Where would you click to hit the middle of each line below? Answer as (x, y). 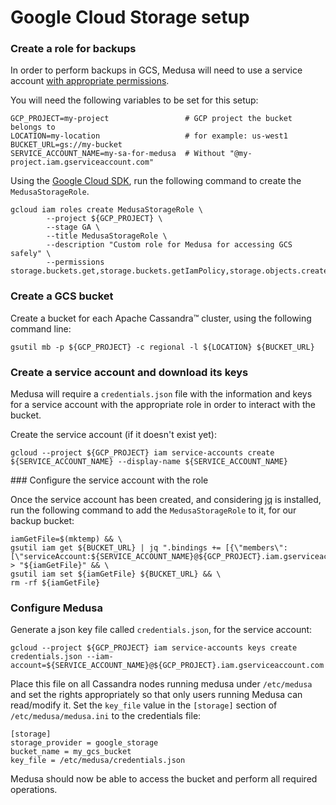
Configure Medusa (56, 608)
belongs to (33, 127)
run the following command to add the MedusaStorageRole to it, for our (153, 510)
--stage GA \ (73, 227)
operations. (34, 790)
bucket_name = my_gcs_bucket (71, 752)
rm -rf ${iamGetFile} (55, 583)
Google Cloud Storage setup (130, 17)
